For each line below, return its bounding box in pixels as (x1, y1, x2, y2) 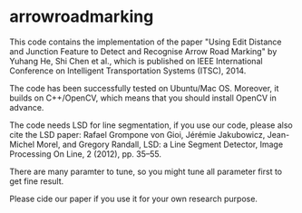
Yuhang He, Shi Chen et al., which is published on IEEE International (9, 55, 263, 66)
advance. (9, 102, 44, 112)
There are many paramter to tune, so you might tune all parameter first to (9, 166, 283, 177)
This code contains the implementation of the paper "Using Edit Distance (9, 36, 282, 47)
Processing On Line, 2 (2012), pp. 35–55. (9, 148, 161, 160)
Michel (9, 139, 34, 150)
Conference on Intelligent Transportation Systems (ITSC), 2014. (9, 65, 247, 76)
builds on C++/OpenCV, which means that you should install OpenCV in (9, 92, 277, 103)
